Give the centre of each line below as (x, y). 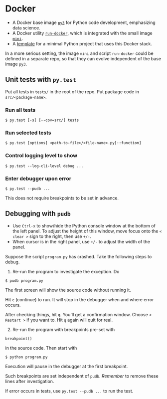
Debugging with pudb (38, 214)
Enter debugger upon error (38, 179)
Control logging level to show (41, 156)
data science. (26, 27)
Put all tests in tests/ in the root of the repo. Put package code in (72, 92)
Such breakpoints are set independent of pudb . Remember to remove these (82, 376)
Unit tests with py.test (41, 80)
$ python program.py (27, 357)
